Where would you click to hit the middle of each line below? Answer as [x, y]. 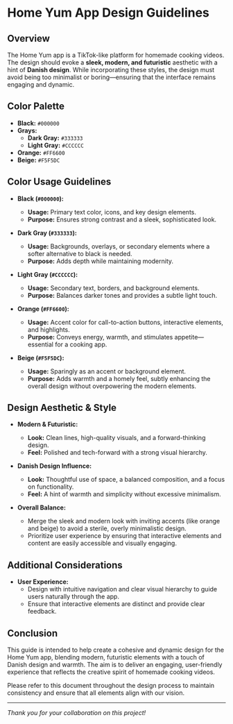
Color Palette [36, 107]
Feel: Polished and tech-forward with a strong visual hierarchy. [118, 453]
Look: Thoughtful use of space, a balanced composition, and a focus [126, 480]
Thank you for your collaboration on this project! [77, 713]
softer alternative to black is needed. [80, 253]
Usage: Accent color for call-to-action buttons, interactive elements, [126, 322]
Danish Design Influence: [54, 466]
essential [41, 344]
